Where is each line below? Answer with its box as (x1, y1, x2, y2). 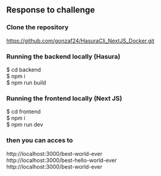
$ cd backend (6, 66, 41, 73)
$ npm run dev (6, 121, 44, 128)
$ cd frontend (6, 108, 41, 115)
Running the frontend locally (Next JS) (6, 94, 123, 102)
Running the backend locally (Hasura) (6, 52, 121, 60)
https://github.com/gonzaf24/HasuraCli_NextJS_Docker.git (6, 37, 155, 44)
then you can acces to (6, 136, 73, 145)
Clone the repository (6, 23, 69, 32)
